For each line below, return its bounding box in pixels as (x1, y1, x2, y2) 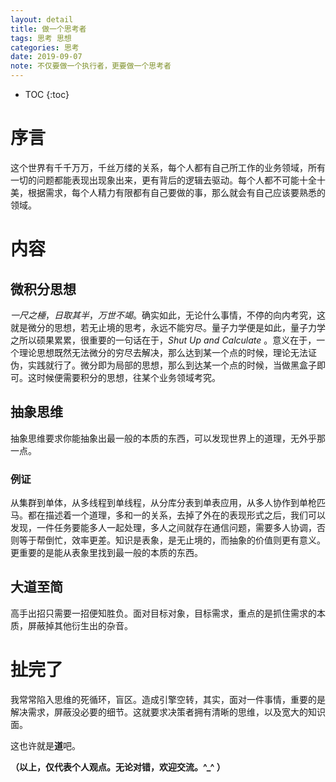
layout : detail (10, 14, 74, 25)
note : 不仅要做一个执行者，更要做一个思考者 (10, 61, 172, 71)
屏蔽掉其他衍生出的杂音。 (27, 619, 133, 631)
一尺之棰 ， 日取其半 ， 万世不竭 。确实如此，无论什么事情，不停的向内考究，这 (10, 309, 326, 321)
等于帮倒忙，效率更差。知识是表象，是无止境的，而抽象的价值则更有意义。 (18, 534, 326, 546)
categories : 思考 (10, 42, 80, 53)
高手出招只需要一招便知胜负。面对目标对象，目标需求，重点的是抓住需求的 (10, 607, 317, 619)
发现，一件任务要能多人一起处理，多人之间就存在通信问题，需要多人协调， (10, 522, 317, 534)
